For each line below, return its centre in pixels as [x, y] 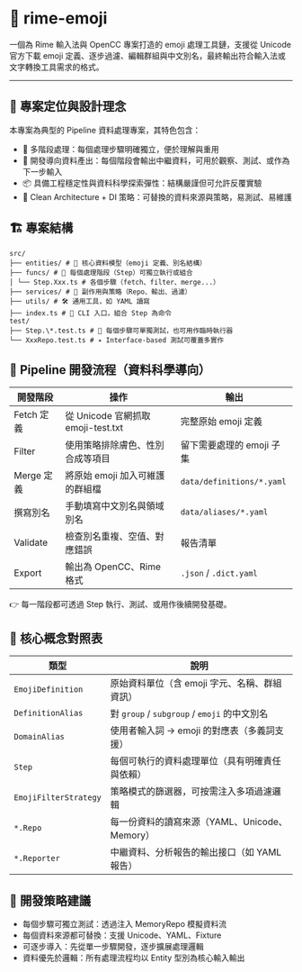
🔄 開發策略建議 [50, 900]
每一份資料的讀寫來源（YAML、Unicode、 [199, 822]
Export [28, 573]
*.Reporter [37, 858]
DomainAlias [40, 737]
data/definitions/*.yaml [233, 482]
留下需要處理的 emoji [225, 445]
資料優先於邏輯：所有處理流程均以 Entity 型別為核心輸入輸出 [133, 958]
